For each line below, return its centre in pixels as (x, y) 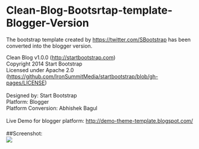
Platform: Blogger (28, 101)
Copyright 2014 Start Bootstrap (44, 64)
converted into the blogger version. (49, 46)
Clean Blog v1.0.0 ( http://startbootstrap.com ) (61, 57)
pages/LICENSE (26, 83)
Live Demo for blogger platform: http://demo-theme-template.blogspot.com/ (99, 120)
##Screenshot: (24, 133)
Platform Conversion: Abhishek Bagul (52, 108)
